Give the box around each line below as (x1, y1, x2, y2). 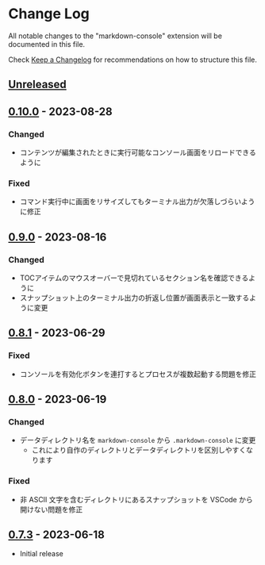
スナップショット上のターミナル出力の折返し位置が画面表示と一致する (19, 293, 250, 302)
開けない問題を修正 (19, 505, 83, 514)
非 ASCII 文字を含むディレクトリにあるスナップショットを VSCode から (19, 494, 253, 504)
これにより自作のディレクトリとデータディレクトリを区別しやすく (31, 445, 247, 455)
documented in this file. (8, 39, 86, 48)
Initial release (19, 549, 63, 559)
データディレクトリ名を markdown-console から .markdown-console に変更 (19, 436, 256, 445)
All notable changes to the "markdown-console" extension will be (8, 31, 222, 40)
